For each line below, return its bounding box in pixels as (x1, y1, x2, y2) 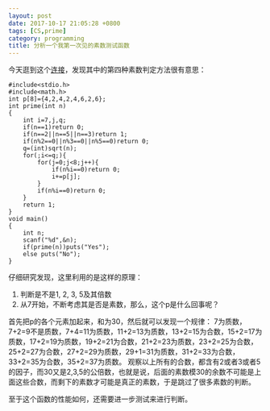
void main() (8, 215, 48, 223)
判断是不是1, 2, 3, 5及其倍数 (19, 289, 112, 299)
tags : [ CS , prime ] (8, 27, 67, 35)
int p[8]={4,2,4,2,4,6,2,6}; (8, 95, 106, 103)
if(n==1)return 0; (23, 123, 85, 131)
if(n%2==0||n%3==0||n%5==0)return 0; (23, 138, 150, 146)
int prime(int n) (8, 102, 67, 110)
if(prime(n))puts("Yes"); (23, 243, 110, 251)
